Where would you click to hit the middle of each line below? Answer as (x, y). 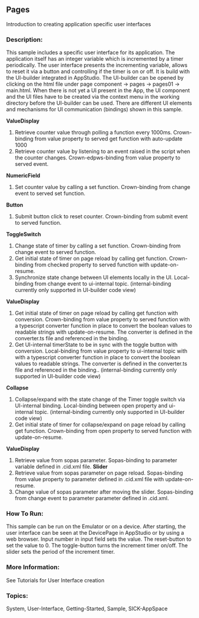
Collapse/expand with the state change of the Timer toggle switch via (100, 399)
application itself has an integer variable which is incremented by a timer (95, 59)
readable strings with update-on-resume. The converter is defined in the (104, 332)
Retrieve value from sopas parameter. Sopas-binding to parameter (96, 460)
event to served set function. (50, 193)
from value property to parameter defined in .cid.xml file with (89, 479)
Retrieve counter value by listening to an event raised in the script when (102, 152)
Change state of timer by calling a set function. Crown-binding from (98, 246)
